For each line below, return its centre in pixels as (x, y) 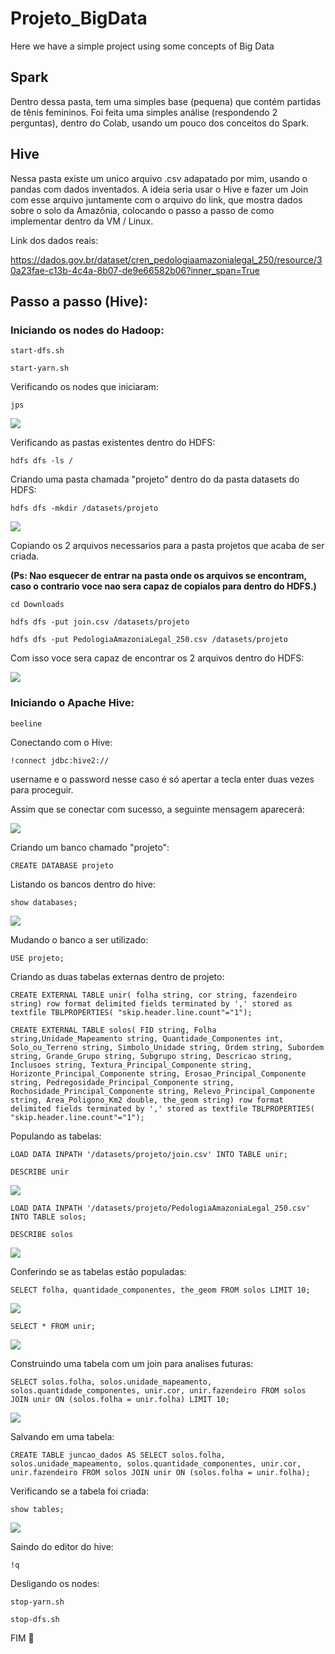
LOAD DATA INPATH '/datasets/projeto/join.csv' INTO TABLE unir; (149, 1154)
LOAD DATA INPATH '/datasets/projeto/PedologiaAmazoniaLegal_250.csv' (160, 1208)
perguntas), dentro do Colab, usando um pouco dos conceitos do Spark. (160, 123)
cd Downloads (37, 605)
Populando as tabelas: (56, 1136)
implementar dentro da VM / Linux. (82, 221)
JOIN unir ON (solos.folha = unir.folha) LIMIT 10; (120, 1399)
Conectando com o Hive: (61, 742)
